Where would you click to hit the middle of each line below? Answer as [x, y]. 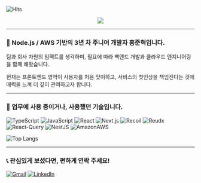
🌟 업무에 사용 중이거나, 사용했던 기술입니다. [65, 107]
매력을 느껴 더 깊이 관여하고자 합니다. [49, 84]
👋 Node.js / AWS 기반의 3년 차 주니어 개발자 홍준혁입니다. [86, 42]
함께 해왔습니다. [31, 64]
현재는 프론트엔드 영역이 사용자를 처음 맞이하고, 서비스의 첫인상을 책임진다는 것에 [100, 77]
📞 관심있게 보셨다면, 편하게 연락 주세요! [58, 160]
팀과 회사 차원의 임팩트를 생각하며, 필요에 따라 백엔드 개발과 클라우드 [86, 57]
